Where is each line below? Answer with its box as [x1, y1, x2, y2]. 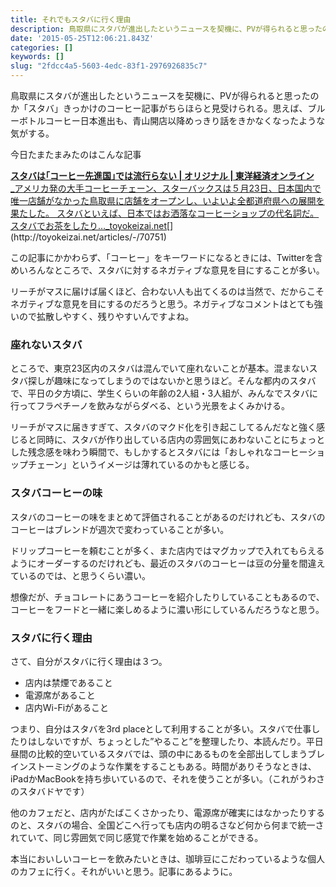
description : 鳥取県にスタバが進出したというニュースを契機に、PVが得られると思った [10, 24, 323, 34]
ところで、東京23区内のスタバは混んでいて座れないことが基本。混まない [10, 362, 310, 375]
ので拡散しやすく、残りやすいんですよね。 [18, 311, 195, 322]
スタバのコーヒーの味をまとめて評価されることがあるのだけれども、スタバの [10, 511, 326, 523]
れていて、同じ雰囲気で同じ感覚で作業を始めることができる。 [10, 831, 264, 843]
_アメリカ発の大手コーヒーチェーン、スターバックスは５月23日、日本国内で [10, 182, 322, 194]
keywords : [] [10, 52, 65, 62]
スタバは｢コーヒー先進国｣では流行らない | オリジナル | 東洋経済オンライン [10, 170, 315, 181]
